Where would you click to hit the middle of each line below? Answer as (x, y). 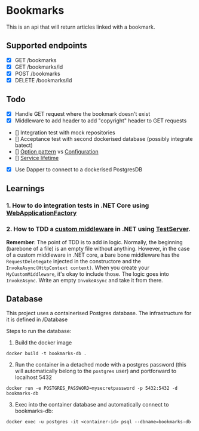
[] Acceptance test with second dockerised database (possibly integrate (104, 138)
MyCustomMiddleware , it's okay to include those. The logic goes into (88, 274)
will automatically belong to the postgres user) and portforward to (96, 371)
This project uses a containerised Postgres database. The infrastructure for (99, 313)
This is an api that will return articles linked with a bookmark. (81, 27)
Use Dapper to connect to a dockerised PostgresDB (79, 169)
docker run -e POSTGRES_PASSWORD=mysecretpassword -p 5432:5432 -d (92, 389)
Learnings (25, 189)
